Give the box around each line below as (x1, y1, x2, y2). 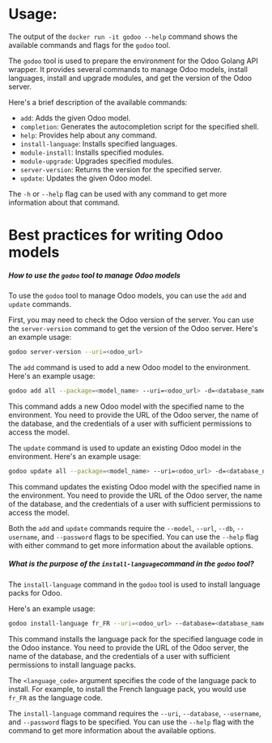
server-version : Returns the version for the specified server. (19, 164, 223, 174)
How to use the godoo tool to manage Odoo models (8, 270, 181, 280)
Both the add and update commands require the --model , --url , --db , (8, 523, 236, 533)
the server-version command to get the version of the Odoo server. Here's (8, 324, 258, 333)
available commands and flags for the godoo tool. (8, 40, 171, 49)
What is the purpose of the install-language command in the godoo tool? (8, 559, 255, 569)
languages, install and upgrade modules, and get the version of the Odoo (8, 73, 253, 83)
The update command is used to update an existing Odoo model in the (8, 443, 241, 452)
